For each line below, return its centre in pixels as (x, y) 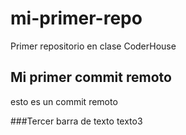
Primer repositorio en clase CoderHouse (93, 46)
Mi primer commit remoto (91, 77)
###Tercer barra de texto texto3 (76, 121)
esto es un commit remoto (64, 101)
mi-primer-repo (76, 18)
